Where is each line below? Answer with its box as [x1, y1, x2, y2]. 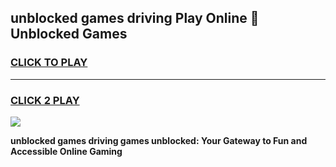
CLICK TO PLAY [10, 56, 88, 70]
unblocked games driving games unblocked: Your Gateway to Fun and [10, 134, 308, 146]
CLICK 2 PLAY [10, 93, 80, 107]
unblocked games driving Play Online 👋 [10, 10, 260, 27]
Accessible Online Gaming [10, 145, 123, 157]
